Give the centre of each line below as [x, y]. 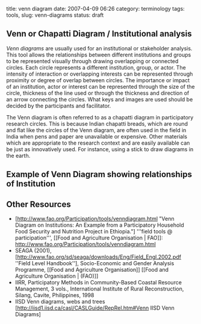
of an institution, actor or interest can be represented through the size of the [101, 86]
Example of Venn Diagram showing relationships [99, 174]
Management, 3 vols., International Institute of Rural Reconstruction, [99, 289]
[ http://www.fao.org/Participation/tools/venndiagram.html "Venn [94, 219]
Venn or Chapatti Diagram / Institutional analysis [99, 34]
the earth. [18, 155]
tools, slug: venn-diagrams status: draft [55, 15]
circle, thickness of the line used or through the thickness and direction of [98, 93]
